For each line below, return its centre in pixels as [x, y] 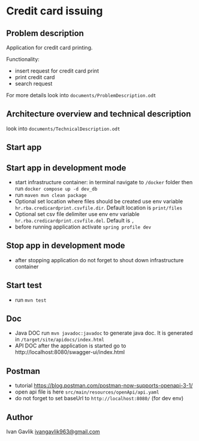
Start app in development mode [66, 168]
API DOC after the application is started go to [70, 346]
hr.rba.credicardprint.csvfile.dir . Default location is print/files [99, 208]
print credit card [35, 77]
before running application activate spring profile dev [83, 227]
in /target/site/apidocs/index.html [60, 340]
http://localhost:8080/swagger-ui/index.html [70, 352]
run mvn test [31, 300]
